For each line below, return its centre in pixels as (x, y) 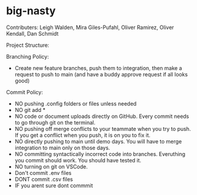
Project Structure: (28, 45)
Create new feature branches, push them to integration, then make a (98, 68)
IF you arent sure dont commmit (54, 186)
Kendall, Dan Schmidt (32, 33)
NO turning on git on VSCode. (51, 167)
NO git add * (30, 110)
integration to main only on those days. (62, 148)
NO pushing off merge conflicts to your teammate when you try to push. (103, 129)
